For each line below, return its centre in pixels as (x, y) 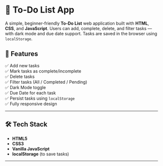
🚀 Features (22, 54)
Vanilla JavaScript (31, 149)
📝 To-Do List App (40, 10)
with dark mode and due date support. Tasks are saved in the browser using (81, 33)
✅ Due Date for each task (31, 93)
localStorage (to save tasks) (41, 154)
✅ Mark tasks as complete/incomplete (43, 71)
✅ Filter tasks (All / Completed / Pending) (46, 82)
